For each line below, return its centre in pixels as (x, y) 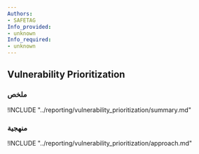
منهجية (18, 128)
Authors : (20, 14)
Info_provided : (29, 27)
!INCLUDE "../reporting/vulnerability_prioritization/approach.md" (100, 143)
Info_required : (29, 40)
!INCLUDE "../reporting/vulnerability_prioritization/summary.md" (99, 110)
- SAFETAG (22, 20)
